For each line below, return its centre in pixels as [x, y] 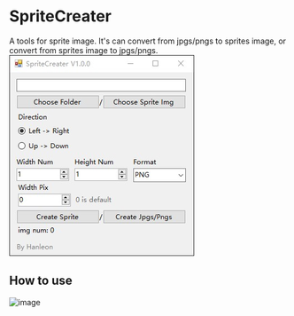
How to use [41, 281]
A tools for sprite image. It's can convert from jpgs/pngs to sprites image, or [147, 41]
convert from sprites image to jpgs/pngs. [84, 50]
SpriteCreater [61, 16]
